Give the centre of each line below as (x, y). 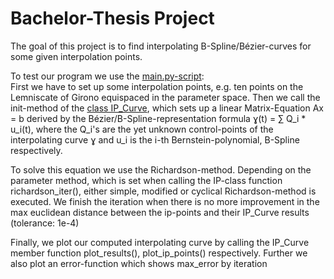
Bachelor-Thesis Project (112, 18)
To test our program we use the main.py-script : (107, 76)
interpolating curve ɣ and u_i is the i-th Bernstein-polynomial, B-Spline (155, 139)
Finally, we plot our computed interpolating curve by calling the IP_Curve (160, 242)
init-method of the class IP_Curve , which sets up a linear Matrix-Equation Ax (167, 108)
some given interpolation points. (76, 56)
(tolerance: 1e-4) (45, 223)
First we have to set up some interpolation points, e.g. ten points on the (157, 86)
